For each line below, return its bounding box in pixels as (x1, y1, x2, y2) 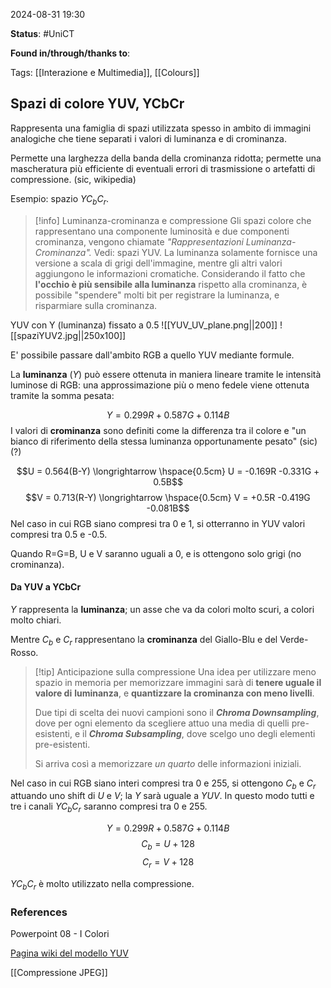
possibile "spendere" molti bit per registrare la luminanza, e (34, 289, 280, 301)
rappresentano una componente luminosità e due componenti (34, 225, 290, 237)
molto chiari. (10, 614, 62, 626)
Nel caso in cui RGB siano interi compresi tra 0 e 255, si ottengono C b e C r (10, 777, 317, 791)
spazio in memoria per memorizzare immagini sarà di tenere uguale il (34, 676, 322, 688)
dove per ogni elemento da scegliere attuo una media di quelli (34, 717, 290, 729)
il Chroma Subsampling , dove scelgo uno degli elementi (82, 727, 316, 739)
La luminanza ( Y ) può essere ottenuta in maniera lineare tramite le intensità (10, 368, 322, 380)
